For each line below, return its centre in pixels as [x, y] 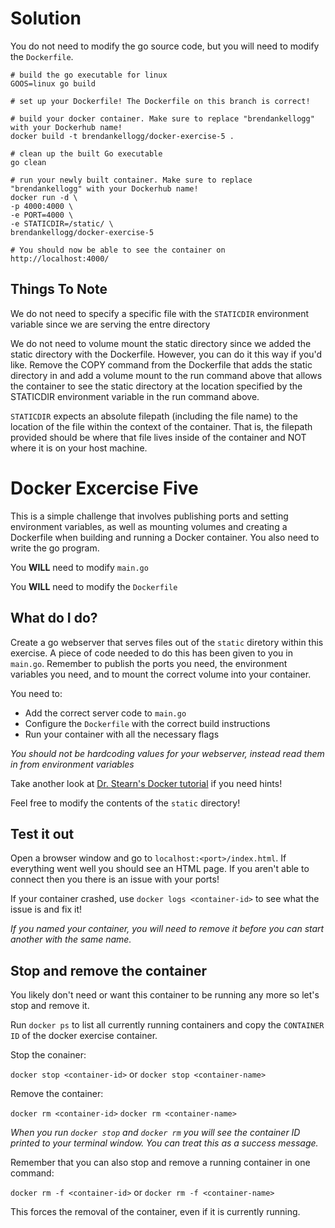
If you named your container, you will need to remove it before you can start [167, 929]
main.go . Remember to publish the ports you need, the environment [149, 663]
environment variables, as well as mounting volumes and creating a [149, 526]
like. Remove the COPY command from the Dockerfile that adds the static [161, 364]
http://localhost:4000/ [60, 258]
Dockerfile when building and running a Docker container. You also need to [165, 537]
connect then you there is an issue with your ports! [115, 879]
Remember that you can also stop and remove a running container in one [160, 1163]
